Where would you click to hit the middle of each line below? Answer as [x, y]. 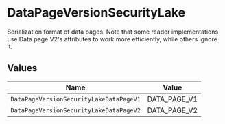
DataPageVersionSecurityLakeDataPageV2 [75, 110]
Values [22, 68]
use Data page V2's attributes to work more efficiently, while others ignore [112, 39]
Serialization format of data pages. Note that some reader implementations [113, 32]
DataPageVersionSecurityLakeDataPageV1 [75, 99]
